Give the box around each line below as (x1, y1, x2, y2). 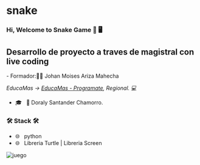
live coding (6, 56, 49, 67)
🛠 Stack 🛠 (6, 116, 40, 125)
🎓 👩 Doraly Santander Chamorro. (15, 98, 103, 106)
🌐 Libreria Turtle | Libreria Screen (15, 140, 102, 147)
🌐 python (15, 133, 42, 140)
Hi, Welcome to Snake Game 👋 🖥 (6, 25, 103, 34)
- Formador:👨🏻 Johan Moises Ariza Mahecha (6, 72, 119, 79)
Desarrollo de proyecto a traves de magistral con (6, 47, 195, 57)
